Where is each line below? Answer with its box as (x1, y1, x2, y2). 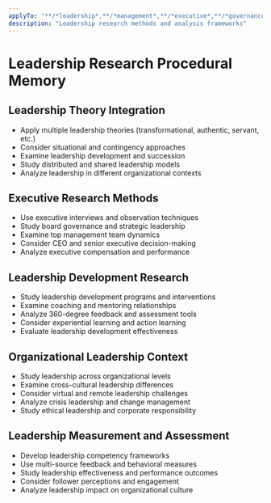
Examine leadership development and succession (19, 150, 186, 160)
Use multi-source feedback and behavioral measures (19, 459, 198, 469)
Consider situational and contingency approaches (19, 142, 186, 152)
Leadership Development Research (8, 270, 190, 284)
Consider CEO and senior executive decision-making (19, 239, 196, 248)
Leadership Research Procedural (8, 54, 232, 73)
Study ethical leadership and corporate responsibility (19, 405, 197, 415)
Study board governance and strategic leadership (19, 222, 186, 231)
